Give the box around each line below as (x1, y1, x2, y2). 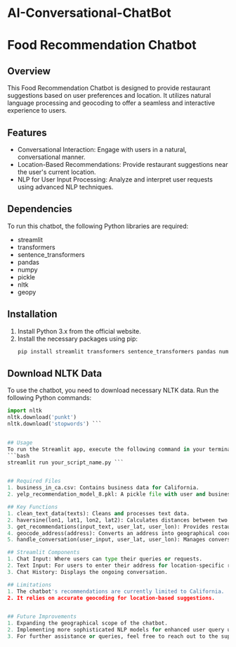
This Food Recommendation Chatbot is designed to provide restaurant (7, 84, 211, 92)
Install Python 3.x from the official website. (17, 327, 142, 335)
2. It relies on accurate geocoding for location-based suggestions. (7, 594, 216, 601)
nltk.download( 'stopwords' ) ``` (7, 420, 102, 427)
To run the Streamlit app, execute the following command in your (7, 446, 206, 453)
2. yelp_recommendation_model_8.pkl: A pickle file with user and (7, 491, 206, 498)
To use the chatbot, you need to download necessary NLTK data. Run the (7, 386, 219, 395)
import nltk (7, 407, 42, 415)
